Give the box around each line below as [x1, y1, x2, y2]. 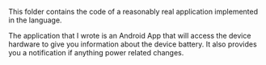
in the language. [8, 15, 62, 25]
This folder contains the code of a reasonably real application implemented [8, 7, 259, 16]
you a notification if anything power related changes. [8, 48, 184, 57]
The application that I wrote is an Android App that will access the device [8, 31, 251, 40]
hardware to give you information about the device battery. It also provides [8, 39, 257, 49]
